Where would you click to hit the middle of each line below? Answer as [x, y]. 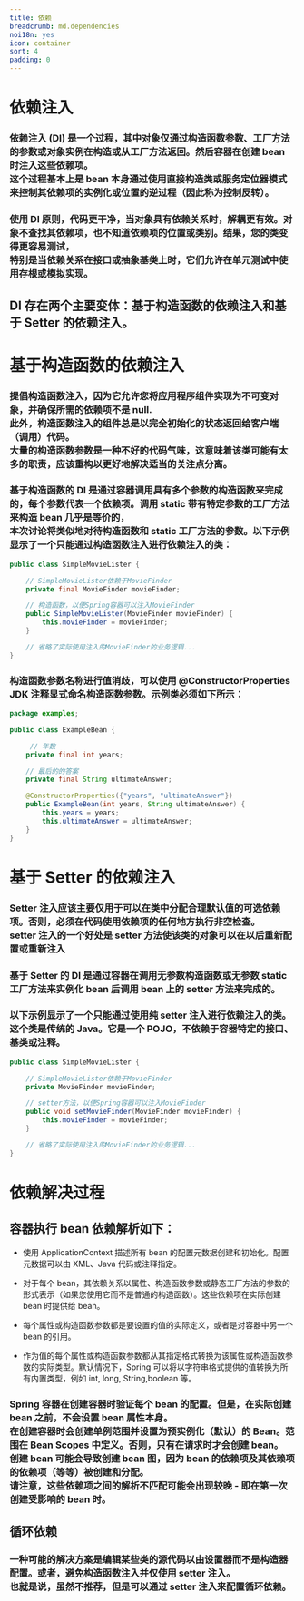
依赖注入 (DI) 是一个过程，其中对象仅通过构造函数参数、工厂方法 [150, 139]
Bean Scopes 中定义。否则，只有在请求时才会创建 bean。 [157, 1445]
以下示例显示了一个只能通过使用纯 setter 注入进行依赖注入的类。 [151, 1015]
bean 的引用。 [49, 1336]
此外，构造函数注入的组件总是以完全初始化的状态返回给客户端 [144, 423]
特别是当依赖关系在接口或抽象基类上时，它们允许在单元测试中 [144, 260]
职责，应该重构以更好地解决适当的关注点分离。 [130, 464]
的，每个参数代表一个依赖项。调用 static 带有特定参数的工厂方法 [150, 504]
